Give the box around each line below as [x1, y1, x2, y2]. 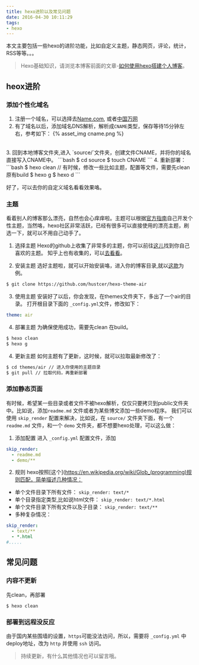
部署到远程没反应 [6, 618, 55, 626]
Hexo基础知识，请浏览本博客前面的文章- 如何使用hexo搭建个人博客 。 [20, 62, 188, 69]
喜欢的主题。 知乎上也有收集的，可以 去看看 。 [14, 250, 126, 257]
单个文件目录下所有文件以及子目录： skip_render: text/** [14, 504, 158, 511]
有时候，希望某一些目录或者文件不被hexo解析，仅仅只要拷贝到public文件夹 [6, 399, 189, 406]
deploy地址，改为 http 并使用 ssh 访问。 [6, 639, 105, 647]
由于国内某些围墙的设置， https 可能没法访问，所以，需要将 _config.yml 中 [6, 632, 187, 639]
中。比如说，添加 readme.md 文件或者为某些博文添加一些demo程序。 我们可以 [6, 407, 192, 414]
